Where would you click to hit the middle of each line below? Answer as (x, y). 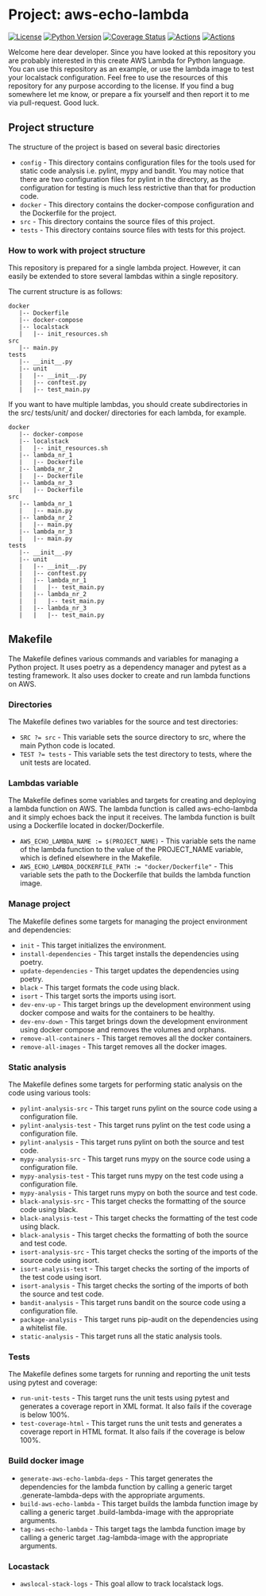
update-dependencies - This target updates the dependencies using (129, 970)
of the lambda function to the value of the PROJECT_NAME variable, (131, 850)
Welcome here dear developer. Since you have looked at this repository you (132, 52)
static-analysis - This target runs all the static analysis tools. (121, 1336)
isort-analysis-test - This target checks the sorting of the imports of (135, 1269)
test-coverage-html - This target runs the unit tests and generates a (131, 1424)
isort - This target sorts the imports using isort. (98, 996)
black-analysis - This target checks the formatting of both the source (134, 1235)
